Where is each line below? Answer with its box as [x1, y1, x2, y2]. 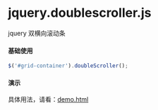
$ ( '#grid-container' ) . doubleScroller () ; [8, 62, 129, 69]
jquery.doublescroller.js [8, 5, 152, 21]
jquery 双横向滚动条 [8, 29, 66, 37]
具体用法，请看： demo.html [8, 95, 89, 104]
